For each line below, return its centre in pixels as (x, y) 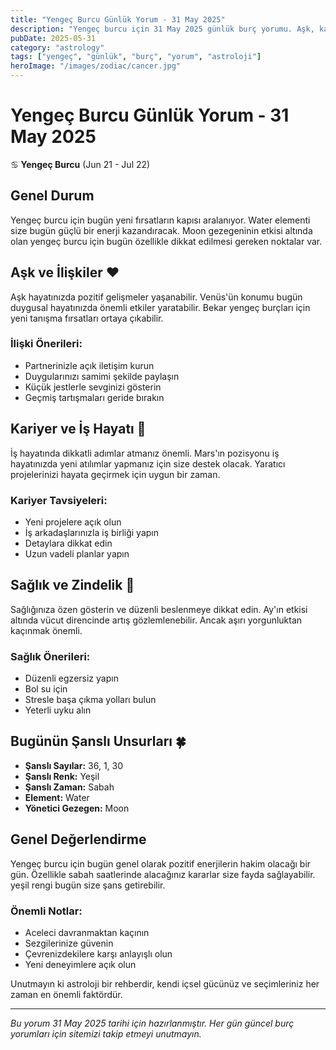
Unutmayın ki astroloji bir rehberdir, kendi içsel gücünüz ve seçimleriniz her (165, 984)
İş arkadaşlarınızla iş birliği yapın (91, 532)
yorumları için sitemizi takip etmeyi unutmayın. (106, 1034)
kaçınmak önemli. (46, 630)
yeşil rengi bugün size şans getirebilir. (88, 885)
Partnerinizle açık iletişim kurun (89, 365)
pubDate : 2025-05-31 (53, 38)
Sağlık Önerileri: (50, 656)
